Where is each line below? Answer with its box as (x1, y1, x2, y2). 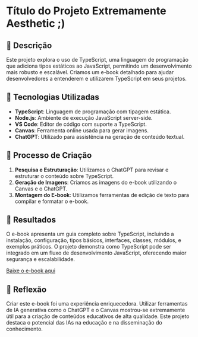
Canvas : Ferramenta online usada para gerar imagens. (14, 126, 149, 134)
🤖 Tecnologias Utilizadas (6, 92, 99, 102)
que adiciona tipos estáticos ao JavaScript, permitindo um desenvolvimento (6, 62, 192, 69)
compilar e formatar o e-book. (14, 198, 89, 205)
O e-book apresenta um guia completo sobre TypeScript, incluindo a (6, 230, 174, 238)
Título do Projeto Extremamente (6, 4, 166, 18)
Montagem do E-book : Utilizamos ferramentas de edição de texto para (14, 191, 189, 198)
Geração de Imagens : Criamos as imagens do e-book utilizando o (14, 179, 177, 186)
